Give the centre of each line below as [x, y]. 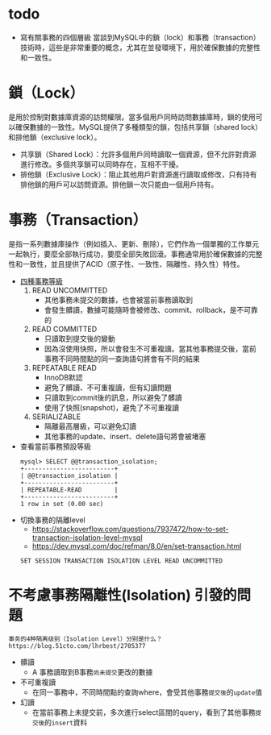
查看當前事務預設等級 [55, 446]
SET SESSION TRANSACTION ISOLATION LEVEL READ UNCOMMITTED [121, 561]
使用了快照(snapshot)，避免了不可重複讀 [112, 407]
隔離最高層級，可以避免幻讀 [90, 426]
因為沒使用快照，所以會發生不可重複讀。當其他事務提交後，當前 [150, 348]
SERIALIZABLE [56, 417]
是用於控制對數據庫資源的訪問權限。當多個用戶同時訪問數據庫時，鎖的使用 [132, 117]
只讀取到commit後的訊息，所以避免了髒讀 [113, 397]
